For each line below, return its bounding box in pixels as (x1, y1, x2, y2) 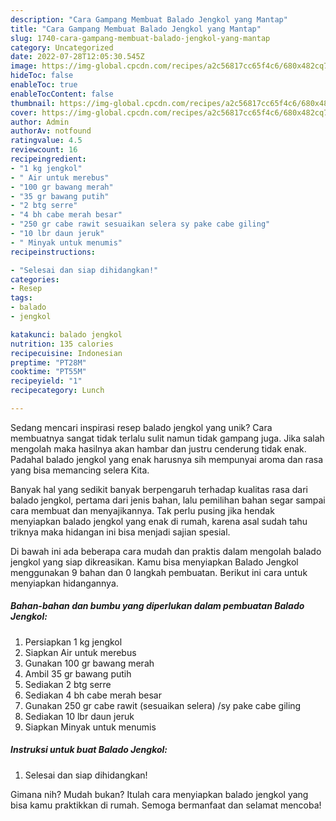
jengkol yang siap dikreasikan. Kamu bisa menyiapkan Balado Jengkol (10, 556, 299, 568)
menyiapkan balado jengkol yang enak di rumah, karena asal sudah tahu (10, 515, 308, 527)
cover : (10, 107, 38, 118)
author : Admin (10, 117, 70, 127)
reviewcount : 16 (10, 145, 78, 155)
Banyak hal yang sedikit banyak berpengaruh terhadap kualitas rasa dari (10, 483, 308, 495)
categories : (10, 274, 60, 285)
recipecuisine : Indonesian (10, 348, 123, 358)
